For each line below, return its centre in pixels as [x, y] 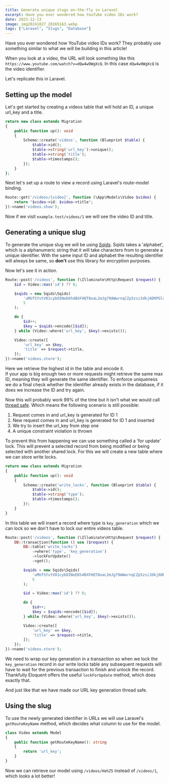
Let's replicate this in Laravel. [36, 79]
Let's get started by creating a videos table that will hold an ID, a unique [79, 107]
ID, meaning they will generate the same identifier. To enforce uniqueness [81, 379]
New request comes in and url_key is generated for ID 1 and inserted [83, 420]
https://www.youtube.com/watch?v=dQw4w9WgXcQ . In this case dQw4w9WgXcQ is [82, 64]
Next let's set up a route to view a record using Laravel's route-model [77, 183]
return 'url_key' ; [43, 752]
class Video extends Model [33, 733]
